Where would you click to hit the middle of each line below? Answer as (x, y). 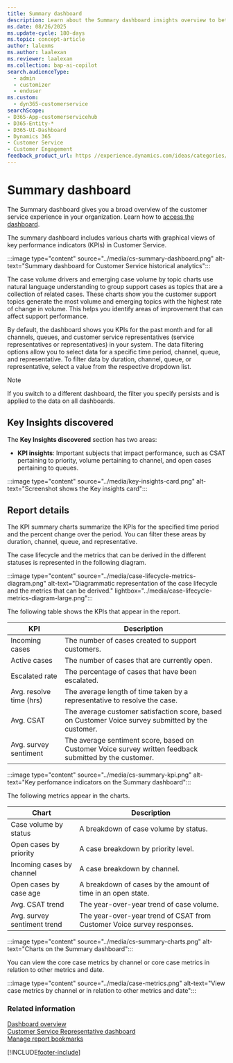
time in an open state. (114, 893)
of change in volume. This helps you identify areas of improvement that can (115, 308)
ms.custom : (23, 98)
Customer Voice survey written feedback (131, 749)
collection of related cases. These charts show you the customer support (112, 294)
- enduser (27, 91)
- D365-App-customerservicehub (52, 117)
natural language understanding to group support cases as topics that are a (115, 286)
